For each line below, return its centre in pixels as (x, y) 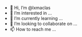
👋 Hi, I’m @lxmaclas (30, 8)
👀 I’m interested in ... (31, 13)
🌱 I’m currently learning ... (36, 18)
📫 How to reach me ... (33, 29)
